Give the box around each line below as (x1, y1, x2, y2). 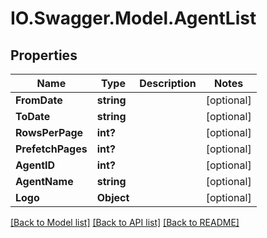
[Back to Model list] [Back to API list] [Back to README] (10, 217, 240, 228)
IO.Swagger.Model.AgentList (10, 7, 257, 30)
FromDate (15, 93, 63, 107)
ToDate (15, 110, 51, 123)
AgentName (15, 175, 74, 188)
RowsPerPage (15, 126, 84, 139)
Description (139, 77, 197, 90)
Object (96, 191, 130, 204)
